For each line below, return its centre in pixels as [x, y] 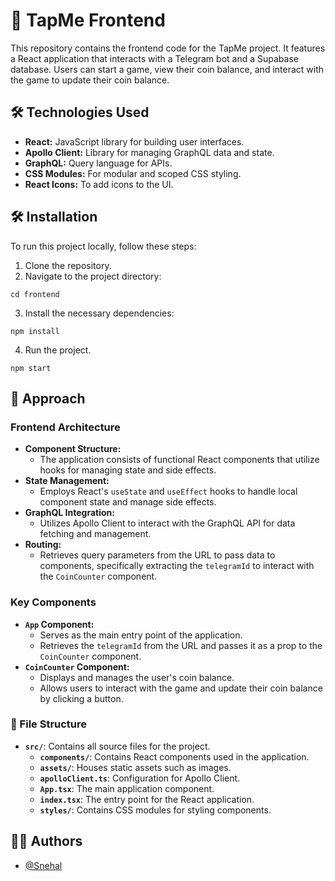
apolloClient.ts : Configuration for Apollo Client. [140, 778]
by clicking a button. [81, 698]
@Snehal [43, 865]
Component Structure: [73, 449]
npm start [31, 368]
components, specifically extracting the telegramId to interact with [177, 566]
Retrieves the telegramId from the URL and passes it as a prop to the [181, 645]
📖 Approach [48, 398]
